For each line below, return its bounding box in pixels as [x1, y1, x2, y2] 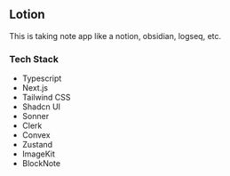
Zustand [21, 140, 53, 150]
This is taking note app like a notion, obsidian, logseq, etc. [9, 30, 222, 41]
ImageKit [21, 148, 56, 159]
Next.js [21, 83, 49, 93]
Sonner [21, 111, 50, 122]
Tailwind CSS [21, 92, 71, 103]
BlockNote [21, 158, 60, 169]
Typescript [21, 73, 62, 84]
